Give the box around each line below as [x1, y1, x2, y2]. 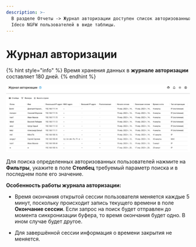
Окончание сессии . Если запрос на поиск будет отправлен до [14, 205, 171, 213]
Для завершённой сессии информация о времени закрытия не [14, 229, 172, 236]
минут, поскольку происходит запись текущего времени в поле [14, 199, 174, 206]
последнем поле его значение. [6, 170, 83, 178]
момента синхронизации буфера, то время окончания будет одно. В [14, 211, 185, 218]
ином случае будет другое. [14, 218, 83, 225]
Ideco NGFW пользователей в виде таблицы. [11, 22, 116, 27]
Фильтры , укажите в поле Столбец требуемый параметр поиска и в [6, 164, 178, 171]
